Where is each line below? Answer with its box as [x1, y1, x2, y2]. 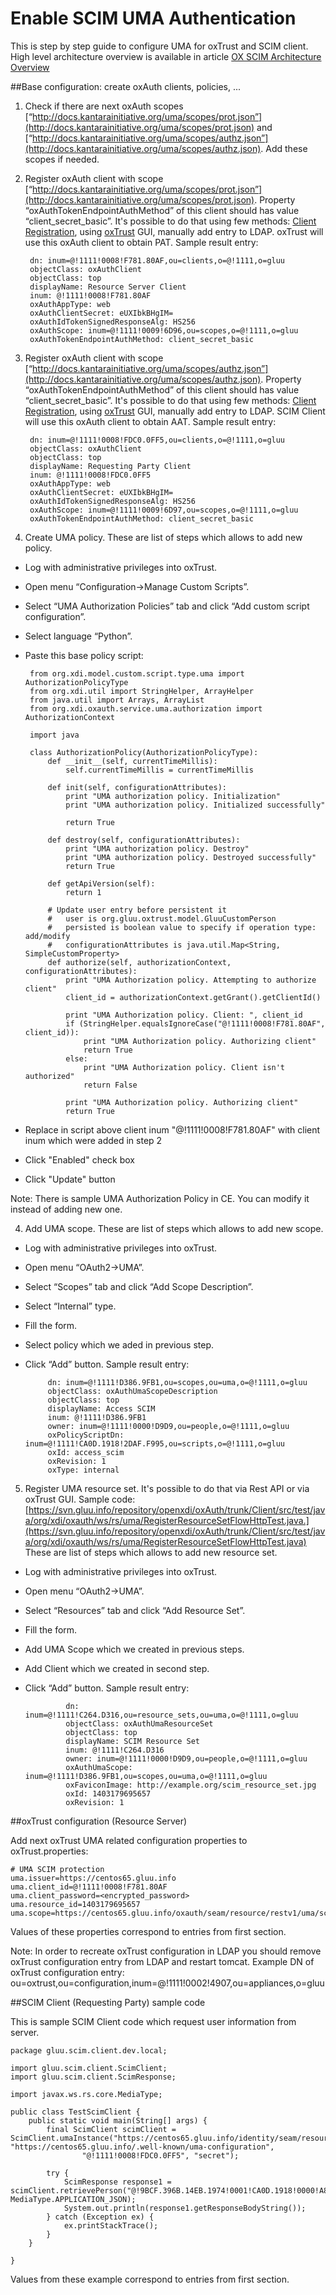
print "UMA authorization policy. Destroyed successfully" [65, 852, 317, 862]
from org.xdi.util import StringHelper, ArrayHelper [29, 686, 254, 696]
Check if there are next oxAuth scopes [24, 100, 184, 112]
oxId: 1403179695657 [65, 1788, 152, 1799]
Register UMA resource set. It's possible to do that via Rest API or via [24, 1482, 310, 1494]
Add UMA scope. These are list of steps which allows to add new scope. [24, 1222, 324, 1234]
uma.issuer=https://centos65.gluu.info [10, 1873, 177, 1883]
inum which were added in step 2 [24, 1134, 163, 1146]
